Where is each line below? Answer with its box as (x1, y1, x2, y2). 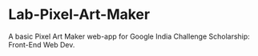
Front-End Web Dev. (8, 39, 75, 49)
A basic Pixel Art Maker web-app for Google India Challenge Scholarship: (8, 32, 250, 41)
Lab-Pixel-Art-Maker (8, 6, 151, 24)
